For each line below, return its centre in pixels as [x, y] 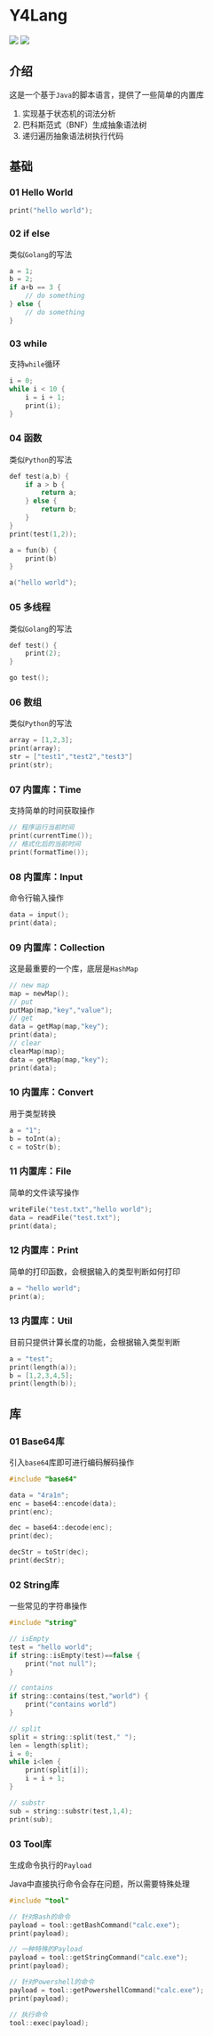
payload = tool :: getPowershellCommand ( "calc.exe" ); [106, 1990]
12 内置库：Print [44, 1250]
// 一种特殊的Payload [46, 1950]
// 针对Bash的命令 [40, 1917]
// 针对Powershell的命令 [52, 1982]
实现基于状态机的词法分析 [69, 113]
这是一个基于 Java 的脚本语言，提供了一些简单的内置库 [106, 94]
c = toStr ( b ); [35, 1147]
